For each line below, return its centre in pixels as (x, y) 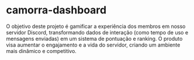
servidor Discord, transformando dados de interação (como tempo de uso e (97, 32)
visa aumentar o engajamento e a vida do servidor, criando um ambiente (93, 45)
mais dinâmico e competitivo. (41, 51)
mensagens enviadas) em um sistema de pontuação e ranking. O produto (94, 38)
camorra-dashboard (56, 10)
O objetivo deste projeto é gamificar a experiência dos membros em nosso (96, 26)
